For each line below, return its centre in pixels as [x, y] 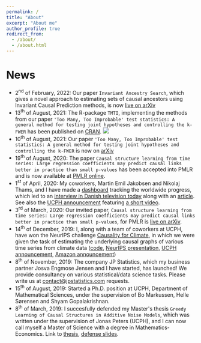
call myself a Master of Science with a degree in [74, 327]
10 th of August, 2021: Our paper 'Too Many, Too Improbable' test [96, 138]
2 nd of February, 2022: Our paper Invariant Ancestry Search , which [99, 92]
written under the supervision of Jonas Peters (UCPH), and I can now [100, 321]
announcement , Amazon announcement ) [65, 254]
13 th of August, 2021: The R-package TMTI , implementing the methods [101, 112]
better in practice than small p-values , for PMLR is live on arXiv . [98, 221]
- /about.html [29, 46]
